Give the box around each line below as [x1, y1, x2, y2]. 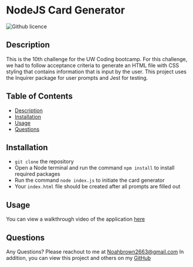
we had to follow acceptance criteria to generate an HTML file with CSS [6, 62, 180, 69]
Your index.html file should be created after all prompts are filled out [14, 183, 181, 190]
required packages [14, 171, 60, 178]
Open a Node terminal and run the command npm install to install [14, 164, 175, 171]
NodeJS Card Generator [6, 4, 125, 17]
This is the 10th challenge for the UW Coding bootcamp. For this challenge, [6, 55, 188, 62]
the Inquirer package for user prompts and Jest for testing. [6, 74, 148, 81]
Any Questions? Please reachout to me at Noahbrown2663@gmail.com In [6, 248, 184, 255]
